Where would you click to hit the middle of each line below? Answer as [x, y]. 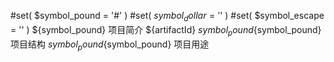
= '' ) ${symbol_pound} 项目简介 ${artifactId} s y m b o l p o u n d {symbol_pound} [166, 30]
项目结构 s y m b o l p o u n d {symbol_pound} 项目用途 [110, 45]
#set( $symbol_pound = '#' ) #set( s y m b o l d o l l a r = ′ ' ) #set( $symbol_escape [167, 17]
